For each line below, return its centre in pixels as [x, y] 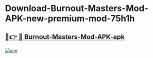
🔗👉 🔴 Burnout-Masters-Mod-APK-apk [65, 37]
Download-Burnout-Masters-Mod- [77, 8]
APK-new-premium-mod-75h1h [70, 18]
